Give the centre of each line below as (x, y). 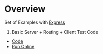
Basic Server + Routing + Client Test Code (55, 32)
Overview (25, 9)
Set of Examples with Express (35, 22)
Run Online (23, 46)
